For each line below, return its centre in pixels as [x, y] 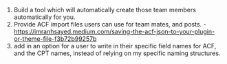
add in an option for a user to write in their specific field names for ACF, [115, 46]
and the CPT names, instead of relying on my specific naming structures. [117, 53]
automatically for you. [44, 17]
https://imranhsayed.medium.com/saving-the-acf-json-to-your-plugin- [114, 31]
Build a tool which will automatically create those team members [105, 10]
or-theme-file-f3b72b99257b [55, 39]
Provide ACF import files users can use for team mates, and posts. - [110, 24]
